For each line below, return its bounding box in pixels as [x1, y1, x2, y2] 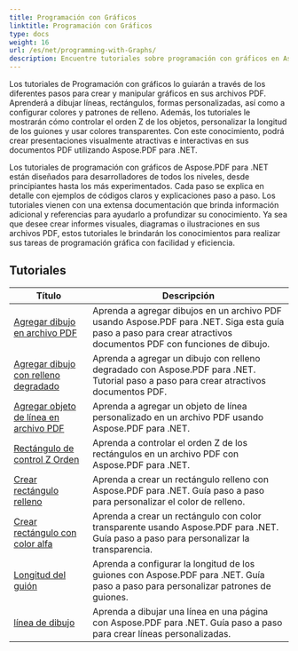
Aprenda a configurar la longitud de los [92, 557, 255, 569]
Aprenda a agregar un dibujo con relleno [92, 352, 261, 364]
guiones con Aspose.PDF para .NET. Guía [92, 568, 265, 581]
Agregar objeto [13, 400, 77, 412]
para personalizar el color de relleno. [92, 495, 246, 507]
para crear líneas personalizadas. [92, 627, 231, 639]
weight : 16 [9, 37, 50, 47]
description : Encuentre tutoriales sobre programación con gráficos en [9, 54, 279, 63]
